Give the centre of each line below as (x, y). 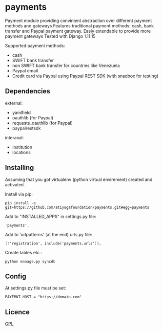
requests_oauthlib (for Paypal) (42, 123)
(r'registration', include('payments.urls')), (53, 243)
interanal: (14, 137)
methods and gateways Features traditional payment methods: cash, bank (80, 25)
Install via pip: (19, 194)
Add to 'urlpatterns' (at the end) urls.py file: (49, 234)
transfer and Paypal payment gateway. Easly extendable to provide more (78, 31)
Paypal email (25, 70)
